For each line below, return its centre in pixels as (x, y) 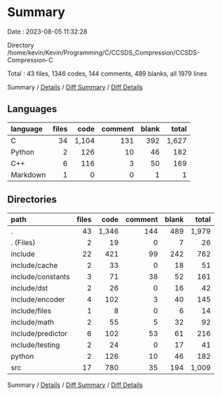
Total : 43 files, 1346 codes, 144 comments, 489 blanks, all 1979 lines (107, 73)
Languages (32, 109)
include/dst (29, 288)
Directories (32, 200)
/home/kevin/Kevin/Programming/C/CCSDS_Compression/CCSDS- (104, 52)
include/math (33, 322)
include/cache (34, 265)
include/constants (40, 276)
